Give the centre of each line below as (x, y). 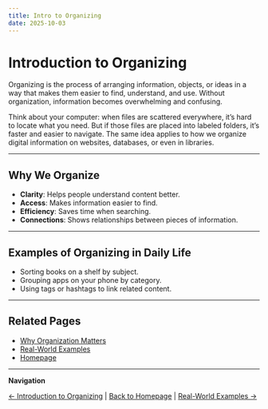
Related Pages (45, 322)
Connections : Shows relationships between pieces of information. (129, 220)
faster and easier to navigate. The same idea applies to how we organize (128, 134)
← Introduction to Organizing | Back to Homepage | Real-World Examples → (133, 395)
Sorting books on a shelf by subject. (79, 272)
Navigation (27, 380)
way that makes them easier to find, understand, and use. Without (116, 93)
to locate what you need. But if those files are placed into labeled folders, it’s (134, 125)
